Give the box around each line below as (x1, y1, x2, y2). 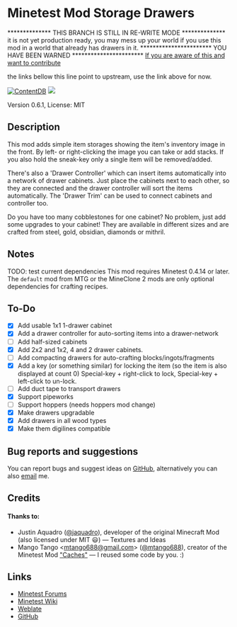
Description (7, 121, 60, 133)
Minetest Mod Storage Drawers (7, 5, 195, 21)
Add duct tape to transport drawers (17, 384, 121, 392)
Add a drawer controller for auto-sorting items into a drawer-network (17, 329, 219, 338)
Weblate (17, 604, 42, 614)
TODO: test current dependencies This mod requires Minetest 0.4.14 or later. (7, 267, 230, 276)
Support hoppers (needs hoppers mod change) (17, 400, 156, 409)
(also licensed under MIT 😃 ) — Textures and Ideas (17, 535, 166, 543)
